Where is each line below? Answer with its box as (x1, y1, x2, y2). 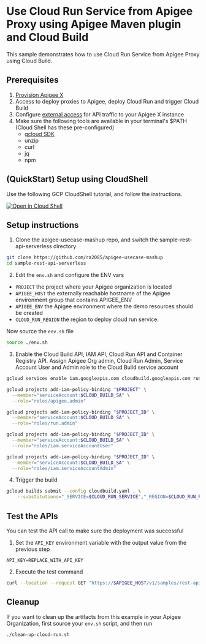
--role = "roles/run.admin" (12, 420, 78, 426)
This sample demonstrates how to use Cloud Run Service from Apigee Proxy (6, 50, 200, 58)
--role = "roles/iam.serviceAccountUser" (12, 442, 114, 449)
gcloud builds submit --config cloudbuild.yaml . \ (6, 488, 141, 494)
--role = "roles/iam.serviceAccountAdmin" (12, 465, 116, 471)
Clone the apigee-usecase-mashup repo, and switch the (15, 236, 158, 243)
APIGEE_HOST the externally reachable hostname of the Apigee (15, 290, 170, 297)
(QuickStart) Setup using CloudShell (6, 174, 148, 184)
